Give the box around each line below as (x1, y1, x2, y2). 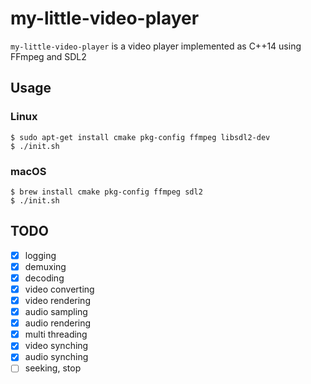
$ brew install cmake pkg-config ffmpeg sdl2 (10, 187, 203, 197)
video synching (24, 340, 89, 352)
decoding (24, 272, 65, 284)
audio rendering (24, 317, 92, 329)
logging (24, 249, 57, 261)
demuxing (24, 260, 67, 272)
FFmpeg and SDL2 (10, 50, 87, 62)
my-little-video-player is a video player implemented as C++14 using (10, 40, 302, 52)
